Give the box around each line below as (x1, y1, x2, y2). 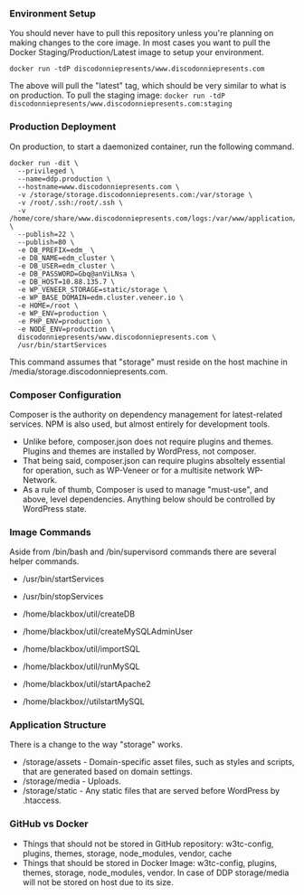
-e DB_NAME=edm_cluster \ (17, 253, 116, 262)
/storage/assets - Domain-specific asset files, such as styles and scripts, (22, 757, 295, 768)
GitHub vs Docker (9, 817, 89, 830)
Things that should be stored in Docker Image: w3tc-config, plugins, (22, 857, 278, 868)
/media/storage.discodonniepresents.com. (9, 365, 168, 377)
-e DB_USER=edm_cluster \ (17, 261, 116, 270)
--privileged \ (17, 166, 75, 175)
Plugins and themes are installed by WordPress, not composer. (22, 446, 257, 457)
